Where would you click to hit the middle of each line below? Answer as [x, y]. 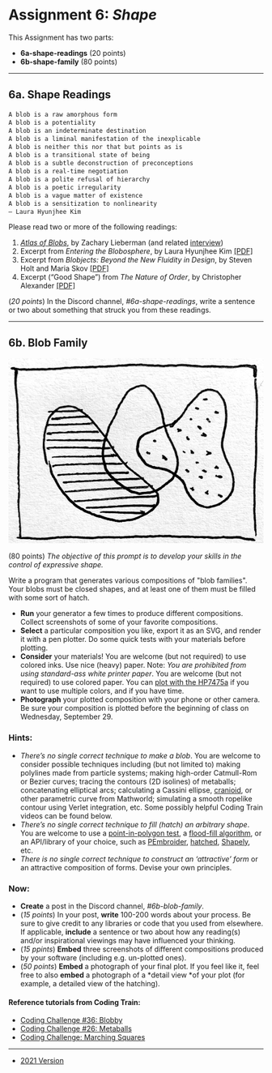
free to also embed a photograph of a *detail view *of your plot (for [132, 975]
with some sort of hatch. [49, 598]
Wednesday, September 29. [66, 717]
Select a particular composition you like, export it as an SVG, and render [140, 631]
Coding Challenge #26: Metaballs [76, 1029]
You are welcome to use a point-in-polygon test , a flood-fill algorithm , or [141, 833]
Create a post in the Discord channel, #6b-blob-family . [112, 906]
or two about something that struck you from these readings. [110, 310]
